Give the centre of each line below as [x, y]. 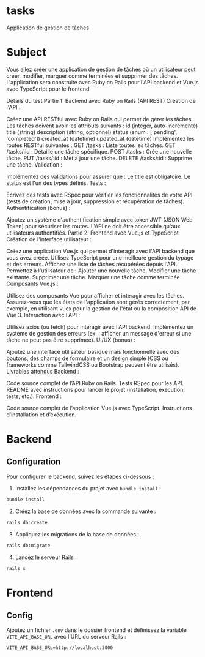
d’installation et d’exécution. [41, 415]
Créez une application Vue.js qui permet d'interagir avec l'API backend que [101, 251]
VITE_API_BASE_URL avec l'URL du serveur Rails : [66, 637]
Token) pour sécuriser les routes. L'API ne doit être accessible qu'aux [93, 226]
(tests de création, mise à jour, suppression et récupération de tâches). [95, 201]
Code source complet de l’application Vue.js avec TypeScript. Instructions [99, 408]
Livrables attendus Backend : [43, 371]
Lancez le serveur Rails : [46, 557]
